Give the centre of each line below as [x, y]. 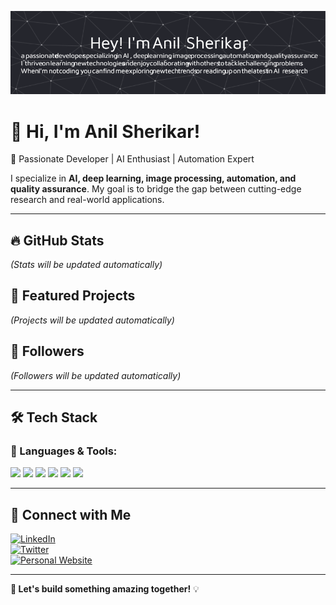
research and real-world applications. [87, 200]
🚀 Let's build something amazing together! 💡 [105, 589]
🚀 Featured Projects [73, 296]
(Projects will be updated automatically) [92, 320]
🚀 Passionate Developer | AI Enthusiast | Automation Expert [132, 159]
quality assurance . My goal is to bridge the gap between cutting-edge [156, 189]
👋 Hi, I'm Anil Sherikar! [105, 131]
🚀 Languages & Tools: [64, 451]
